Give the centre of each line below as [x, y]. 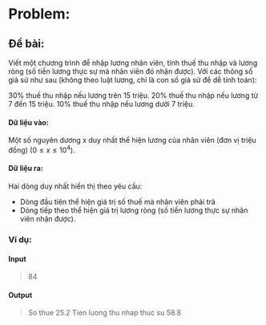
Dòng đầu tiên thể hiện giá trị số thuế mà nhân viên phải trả [118, 202]
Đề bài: [26, 44]
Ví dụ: [20, 239]
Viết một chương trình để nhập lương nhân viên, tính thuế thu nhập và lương [133, 63]
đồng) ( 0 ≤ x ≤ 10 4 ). [42, 149]
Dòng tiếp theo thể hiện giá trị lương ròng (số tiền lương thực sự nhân [134, 210]
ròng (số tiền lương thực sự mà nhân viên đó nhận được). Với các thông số [131, 71]
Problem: [39, 14]
